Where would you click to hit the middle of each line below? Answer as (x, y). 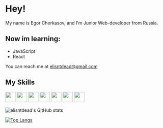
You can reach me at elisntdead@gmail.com (51, 66)
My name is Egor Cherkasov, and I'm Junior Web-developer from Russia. (82, 23)
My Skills (20, 83)
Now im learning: (33, 39)
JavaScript (24, 51)
